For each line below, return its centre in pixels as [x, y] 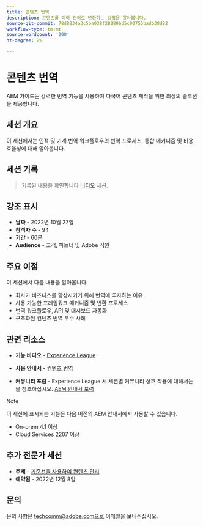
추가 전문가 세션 [34, 455]
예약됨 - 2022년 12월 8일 [45, 479]
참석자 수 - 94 [32, 230]
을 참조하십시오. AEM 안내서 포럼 [54, 389]
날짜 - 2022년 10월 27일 [44, 222]
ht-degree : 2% [24, 40]
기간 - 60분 [29, 238]
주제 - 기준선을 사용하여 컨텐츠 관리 [57, 471]
